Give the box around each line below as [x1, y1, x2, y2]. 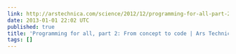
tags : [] [7, 36, 33, 43]
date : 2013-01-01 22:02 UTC [7, 17, 90, 24]
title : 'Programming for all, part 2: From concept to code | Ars [7, 29, 206, 37]
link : [7, 10, 23, 18]
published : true [7, 23, 55, 30]
